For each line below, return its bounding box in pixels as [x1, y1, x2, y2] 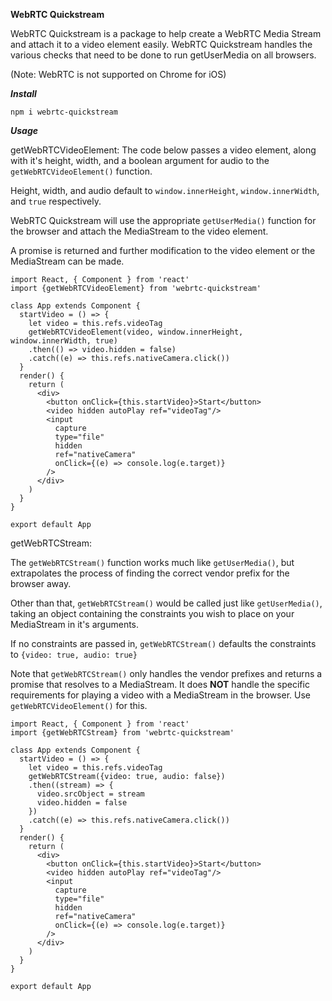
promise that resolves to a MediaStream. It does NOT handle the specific [10, 679, 310, 690]
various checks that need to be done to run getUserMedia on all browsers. [10, 49, 317, 61]
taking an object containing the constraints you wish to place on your [10, 608, 295, 619]
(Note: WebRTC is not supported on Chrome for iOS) [10, 69, 227, 80]
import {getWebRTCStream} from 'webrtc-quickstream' [10, 728, 235, 738]
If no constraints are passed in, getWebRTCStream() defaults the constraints [10, 638, 317, 649]
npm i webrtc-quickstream [10, 107, 118, 117]
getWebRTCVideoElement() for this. [10, 700, 148, 711]
